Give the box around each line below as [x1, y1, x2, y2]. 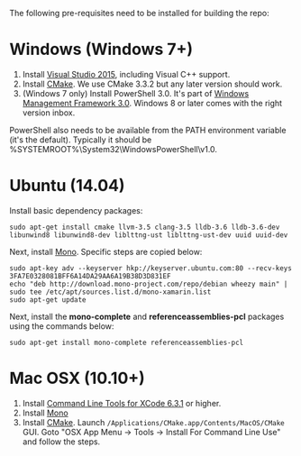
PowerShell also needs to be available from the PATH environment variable [9, 124, 287, 135]
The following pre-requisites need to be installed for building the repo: [9, 8, 270, 18]
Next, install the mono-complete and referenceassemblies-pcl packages [9, 311, 285, 322]
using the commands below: [9, 320, 114, 332]
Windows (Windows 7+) [9, 40, 194, 59]
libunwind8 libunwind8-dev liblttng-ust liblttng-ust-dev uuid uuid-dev [9, 230, 288, 240]
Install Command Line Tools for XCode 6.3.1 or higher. [22, 397, 222, 408]
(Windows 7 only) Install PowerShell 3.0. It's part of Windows [22, 87, 250, 98]
